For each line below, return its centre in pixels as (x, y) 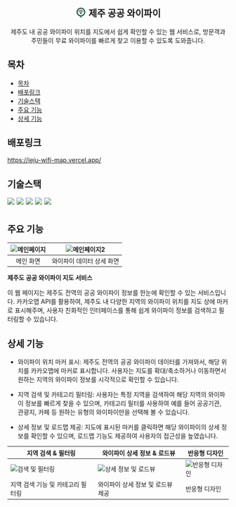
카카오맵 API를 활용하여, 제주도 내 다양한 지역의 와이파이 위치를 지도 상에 (116, 302)
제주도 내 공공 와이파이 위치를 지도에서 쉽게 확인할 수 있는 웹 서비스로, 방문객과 (118, 32)
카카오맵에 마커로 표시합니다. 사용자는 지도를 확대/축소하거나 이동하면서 (129, 371)
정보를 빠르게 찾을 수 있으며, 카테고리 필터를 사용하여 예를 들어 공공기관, (123, 403)
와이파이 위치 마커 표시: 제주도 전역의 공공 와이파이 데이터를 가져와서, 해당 (118, 362)
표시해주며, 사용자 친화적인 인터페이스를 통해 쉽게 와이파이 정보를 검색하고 (116, 310)
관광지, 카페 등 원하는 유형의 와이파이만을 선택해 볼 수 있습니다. (104, 413)
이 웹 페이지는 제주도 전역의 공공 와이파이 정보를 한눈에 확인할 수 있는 (102, 293)
